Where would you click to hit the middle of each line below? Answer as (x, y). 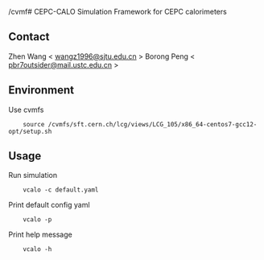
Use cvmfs (26, 109)
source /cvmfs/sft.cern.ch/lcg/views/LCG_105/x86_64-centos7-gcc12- (140, 124)
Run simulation (33, 175)
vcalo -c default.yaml (61, 190)
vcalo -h (37, 250)
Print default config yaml (49, 205)
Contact (29, 37)
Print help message (40, 235)
